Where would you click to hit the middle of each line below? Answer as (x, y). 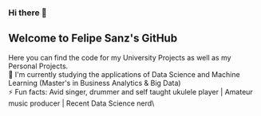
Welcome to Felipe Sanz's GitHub (93, 39)
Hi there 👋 (28, 13)
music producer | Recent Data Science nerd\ (81, 103)
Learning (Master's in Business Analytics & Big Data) (95, 83)
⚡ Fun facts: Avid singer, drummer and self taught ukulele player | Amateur (130, 91)
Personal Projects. (38, 66)
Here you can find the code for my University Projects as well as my (120, 57)
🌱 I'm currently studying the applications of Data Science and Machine (125, 74)
